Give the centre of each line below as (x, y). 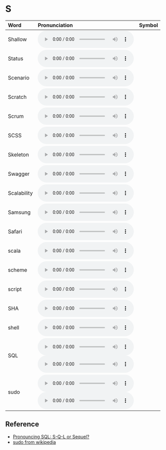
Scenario (19, 77)
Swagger (19, 174)
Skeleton (18, 154)
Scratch (17, 97)
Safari (15, 231)
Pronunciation (55, 25)
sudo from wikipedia (34, 442)
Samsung (19, 212)
